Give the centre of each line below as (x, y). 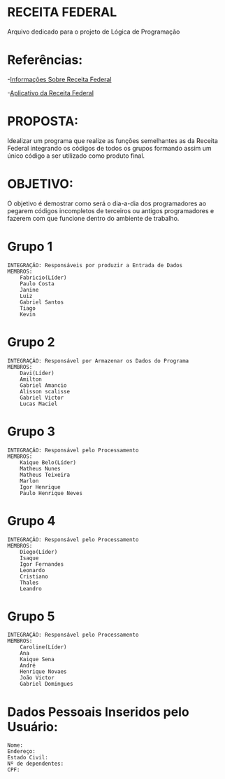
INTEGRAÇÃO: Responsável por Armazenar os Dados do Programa (98, 361)
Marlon (29, 481)
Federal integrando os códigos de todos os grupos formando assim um (109, 148)
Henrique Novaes (44, 672)
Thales (29, 583)
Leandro (31, 589)
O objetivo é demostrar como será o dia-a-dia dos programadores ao (107, 203)
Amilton (31, 379)
